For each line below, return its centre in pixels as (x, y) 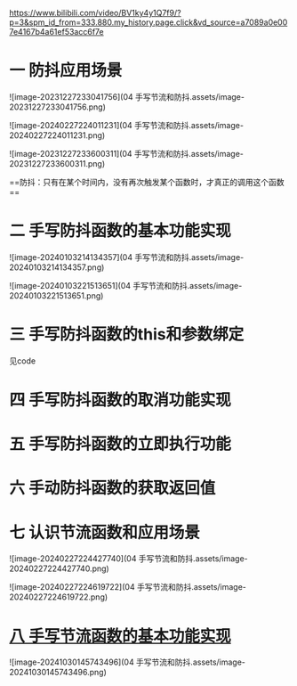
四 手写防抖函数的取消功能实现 (120, 400)
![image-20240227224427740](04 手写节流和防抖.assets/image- (129, 559)
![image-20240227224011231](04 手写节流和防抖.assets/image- (127, 125)
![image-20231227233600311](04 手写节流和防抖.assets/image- (127, 153)
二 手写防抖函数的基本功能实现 (120, 231)
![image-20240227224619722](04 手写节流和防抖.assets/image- (128, 587)
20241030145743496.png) (58, 673)
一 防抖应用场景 (66, 71)
